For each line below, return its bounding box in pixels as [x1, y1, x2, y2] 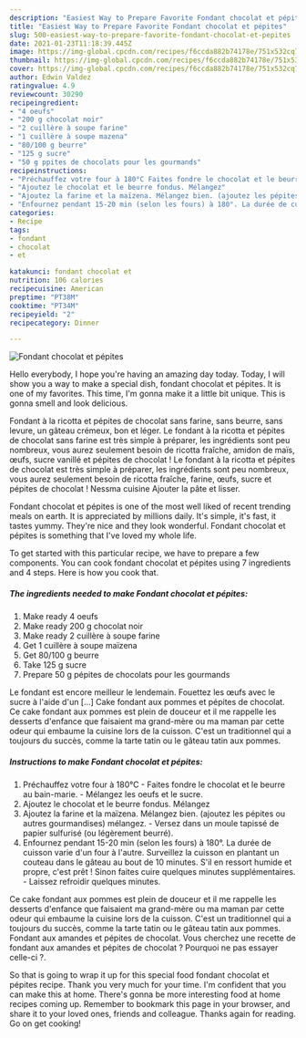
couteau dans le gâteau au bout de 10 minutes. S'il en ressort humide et [22, 856, 292, 867]
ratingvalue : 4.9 [9, 81, 76, 90]
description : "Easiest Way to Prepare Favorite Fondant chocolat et [9, 13, 275, 23]
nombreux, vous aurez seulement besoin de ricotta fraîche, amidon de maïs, [9, 444, 296, 456]
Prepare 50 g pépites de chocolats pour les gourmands [22, 670, 230, 680]
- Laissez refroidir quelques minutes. [22, 877, 161, 887]
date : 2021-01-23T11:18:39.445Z [9, 38, 132, 48]
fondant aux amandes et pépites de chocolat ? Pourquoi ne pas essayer [9, 942, 279, 953]
